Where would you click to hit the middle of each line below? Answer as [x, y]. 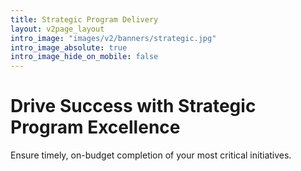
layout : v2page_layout [57, 29]
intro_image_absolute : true [69, 47]
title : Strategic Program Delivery [84, 19]
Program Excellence [95, 127]
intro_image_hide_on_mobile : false [84, 57]
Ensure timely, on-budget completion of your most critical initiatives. [151, 155]
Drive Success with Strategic [133, 106]
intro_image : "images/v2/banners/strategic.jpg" [113, 38]
